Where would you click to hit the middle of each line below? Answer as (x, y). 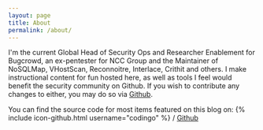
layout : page (30, 15)
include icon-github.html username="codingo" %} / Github (104, 118)
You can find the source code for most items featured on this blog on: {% (127, 110)
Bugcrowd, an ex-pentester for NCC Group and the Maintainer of (113, 61)
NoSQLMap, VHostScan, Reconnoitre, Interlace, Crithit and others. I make (128, 69)
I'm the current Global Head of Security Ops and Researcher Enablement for (132, 53)
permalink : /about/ (40, 30)
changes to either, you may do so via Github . (81, 95)
